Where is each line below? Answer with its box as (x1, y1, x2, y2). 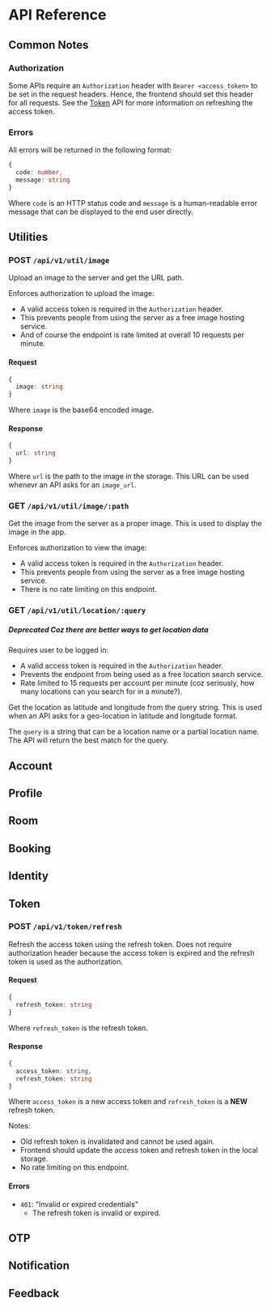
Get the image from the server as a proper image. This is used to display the (8, 519, 262, 529)
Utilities (8, 230, 49, 244)
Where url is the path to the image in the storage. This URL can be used (8, 472, 249, 482)
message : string (15, 176, 70, 184)
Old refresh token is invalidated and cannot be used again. (19, 1137, 215, 1146)
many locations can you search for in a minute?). (19, 687, 183, 696)
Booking (8, 841, 51, 855)
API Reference (8, 6, 107, 24)
